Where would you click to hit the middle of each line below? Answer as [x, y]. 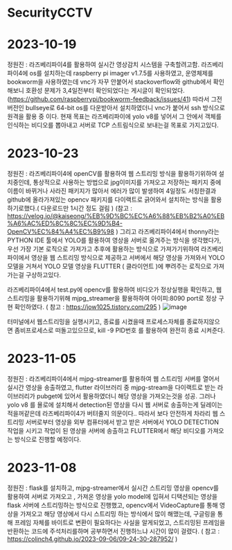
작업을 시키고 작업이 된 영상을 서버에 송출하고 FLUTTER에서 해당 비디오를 [107, 431]
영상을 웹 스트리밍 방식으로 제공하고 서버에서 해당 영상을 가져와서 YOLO [128, 258]
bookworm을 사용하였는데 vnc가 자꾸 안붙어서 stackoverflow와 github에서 [109, 82]
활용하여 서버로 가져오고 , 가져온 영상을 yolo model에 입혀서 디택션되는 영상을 [113, 496]
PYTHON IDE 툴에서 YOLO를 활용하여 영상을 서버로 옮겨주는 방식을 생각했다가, [114, 240]
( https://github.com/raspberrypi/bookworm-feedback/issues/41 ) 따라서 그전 [115, 99]
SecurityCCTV [50, 13]
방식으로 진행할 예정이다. [48, 439]
